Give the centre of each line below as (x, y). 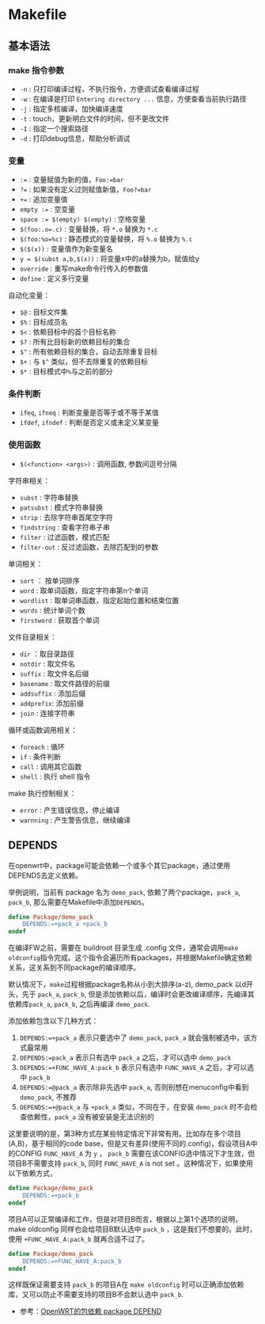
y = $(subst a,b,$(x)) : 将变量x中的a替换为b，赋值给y (109, 259)
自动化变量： (29, 295)
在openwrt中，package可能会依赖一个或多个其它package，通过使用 (119, 865)
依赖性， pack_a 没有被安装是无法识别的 (90, 1117)
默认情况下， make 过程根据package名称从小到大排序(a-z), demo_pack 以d (127, 984)
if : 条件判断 (40, 757)
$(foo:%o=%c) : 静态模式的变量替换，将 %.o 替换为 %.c (106, 239)
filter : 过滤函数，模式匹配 (64, 537)
